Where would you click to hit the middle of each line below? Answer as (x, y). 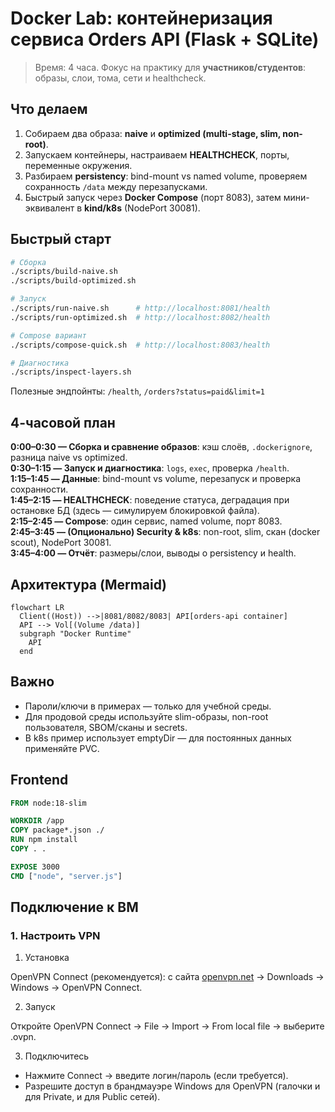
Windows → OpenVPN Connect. (76, 988)
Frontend (39, 780)
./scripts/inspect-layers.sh (71, 372)
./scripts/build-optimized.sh (73, 281)
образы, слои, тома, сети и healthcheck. (120, 78)
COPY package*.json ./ (57, 830)
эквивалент (49, 208)
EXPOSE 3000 (35, 867)
